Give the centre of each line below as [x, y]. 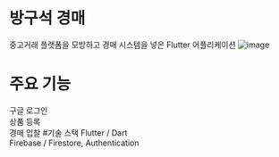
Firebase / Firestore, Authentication [74, 143]
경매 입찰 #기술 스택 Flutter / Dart [68, 132]
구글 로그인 [29, 110]
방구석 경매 [47, 18]
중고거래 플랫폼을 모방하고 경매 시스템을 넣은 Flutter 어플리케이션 [123, 45]
